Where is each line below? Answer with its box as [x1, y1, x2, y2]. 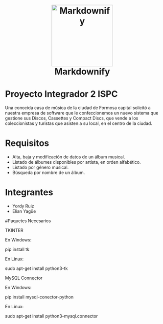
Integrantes [5, 187, 53, 198]
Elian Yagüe [12, 208, 36, 214]
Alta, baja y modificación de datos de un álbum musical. [12, 154, 125, 160]
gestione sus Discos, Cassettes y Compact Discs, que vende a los [5, 115, 139, 121]
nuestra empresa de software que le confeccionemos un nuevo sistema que [5, 110, 159, 116]
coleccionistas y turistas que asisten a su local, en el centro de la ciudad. [5, 120, 153, 126]
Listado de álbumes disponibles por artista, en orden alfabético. [12, 159, 141, 165]
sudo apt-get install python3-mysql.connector [5, 313, 98, 319]
